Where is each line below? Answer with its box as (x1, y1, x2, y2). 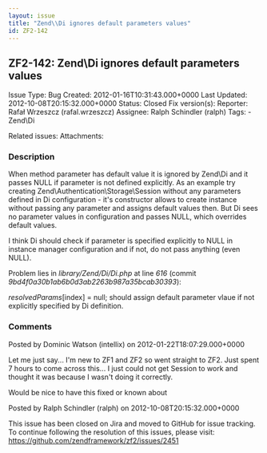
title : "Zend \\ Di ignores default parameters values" (8, 19, 192, 27)
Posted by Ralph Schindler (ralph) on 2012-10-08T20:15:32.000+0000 (8, 402, 240, 413)
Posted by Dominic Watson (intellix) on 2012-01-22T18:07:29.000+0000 (8, 339, 245, 349)
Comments (8, 322, 52, 333)
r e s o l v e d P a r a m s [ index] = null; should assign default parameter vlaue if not (8, 293, 255, 302)
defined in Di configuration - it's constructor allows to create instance (8, 195, 237, 204)
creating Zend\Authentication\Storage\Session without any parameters (8, 186, 241, 196)
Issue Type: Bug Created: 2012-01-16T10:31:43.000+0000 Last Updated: (8, 90, 248, 100)
